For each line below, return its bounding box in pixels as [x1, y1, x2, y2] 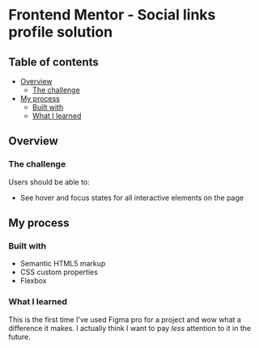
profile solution [8, 23, 113, 41]
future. [8, 332, 31, 342]
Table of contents [8, 55, 99, 69]
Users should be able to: [8, 176, 91, 187]
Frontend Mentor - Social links [8, 6, 216, 24]
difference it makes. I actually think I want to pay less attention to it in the [8, 323, 252, 333]
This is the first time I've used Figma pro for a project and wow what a [8, 314, 241, 325]
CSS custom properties [19, 267, 99, 277]
